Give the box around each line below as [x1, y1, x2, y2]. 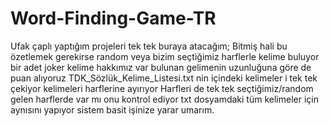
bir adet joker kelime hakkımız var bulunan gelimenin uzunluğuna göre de [10, 61, 312, 73]
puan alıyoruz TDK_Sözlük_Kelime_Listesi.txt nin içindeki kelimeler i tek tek [10, 72, 318, 84]
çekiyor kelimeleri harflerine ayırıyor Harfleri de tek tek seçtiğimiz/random [10, 82, 314, 94]
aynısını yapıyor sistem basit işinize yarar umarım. [10, 103, 215, 116]
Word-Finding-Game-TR [10, 7, 217, 30]
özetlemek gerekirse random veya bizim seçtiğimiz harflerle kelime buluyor [10, 50, 320, 62]
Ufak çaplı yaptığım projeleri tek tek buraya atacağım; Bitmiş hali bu [10, 40, 288, 52]
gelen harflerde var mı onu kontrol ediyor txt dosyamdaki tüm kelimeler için [10, 93, 319, 105]
